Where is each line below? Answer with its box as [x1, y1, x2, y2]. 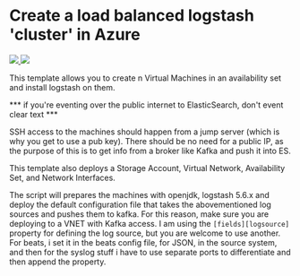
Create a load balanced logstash [9, 5, 255, 26]
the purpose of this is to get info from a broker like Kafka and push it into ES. [9, 145, 291, 156]
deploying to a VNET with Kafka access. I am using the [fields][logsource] [9, 218, 289, 229]
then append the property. [9, 256, 107, 267]
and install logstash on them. [9, 82, 116, 92]
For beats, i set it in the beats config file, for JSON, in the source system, [9, 237, 278, 247]
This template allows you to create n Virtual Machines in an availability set [9, 73, 282, 83]
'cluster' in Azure [9, 24, 141, 45]
